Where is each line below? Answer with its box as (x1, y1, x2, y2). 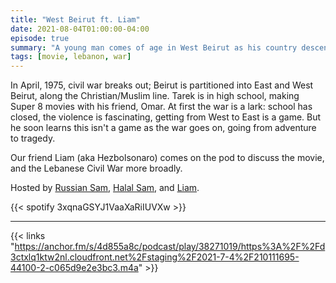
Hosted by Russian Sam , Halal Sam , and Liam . (10, 182, 200, 194)
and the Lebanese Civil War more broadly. (10, 162, 183, 175)
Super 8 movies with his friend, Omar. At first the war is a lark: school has (10, 101, 313, 113)
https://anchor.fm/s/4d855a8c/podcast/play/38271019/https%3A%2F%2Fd (14, 241, 326, 253)
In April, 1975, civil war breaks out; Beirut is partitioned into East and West (10, 79, 314, 91)
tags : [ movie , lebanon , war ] (10, 52, 132, 62)
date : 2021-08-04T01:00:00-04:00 (10, 24, 150, 34)
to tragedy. (10, 132, 56, 145)
